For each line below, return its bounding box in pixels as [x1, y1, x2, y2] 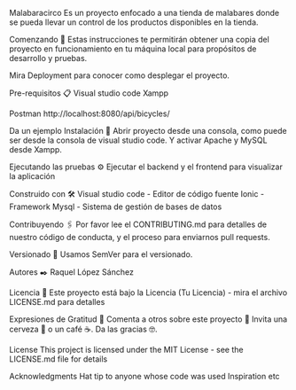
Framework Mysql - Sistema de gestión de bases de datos [9, 201, 222, 212]
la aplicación [9, 171, 56, 181]
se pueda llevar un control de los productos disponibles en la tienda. [9, 17, 259, 27]
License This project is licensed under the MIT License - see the [9, 345, 244, 355]
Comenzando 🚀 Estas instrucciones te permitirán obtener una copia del [9, 35, 270, 44]
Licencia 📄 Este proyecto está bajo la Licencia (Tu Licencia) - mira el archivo [9, 287, 288, 298]
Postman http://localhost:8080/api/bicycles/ [9, 108, 170, 119]
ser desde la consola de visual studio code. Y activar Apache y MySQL [9, 135, 268, 145]
